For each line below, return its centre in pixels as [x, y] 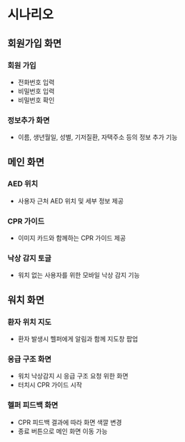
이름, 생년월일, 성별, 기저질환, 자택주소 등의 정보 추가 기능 [97, 137]
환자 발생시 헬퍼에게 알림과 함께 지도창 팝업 [78, 339]
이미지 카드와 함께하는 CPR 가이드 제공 [72, 238]
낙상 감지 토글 [30, 258]
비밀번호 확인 [36, 100]
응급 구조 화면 [30, 359]
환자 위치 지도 [30, 322]
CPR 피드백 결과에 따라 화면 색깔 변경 [70, 422]
